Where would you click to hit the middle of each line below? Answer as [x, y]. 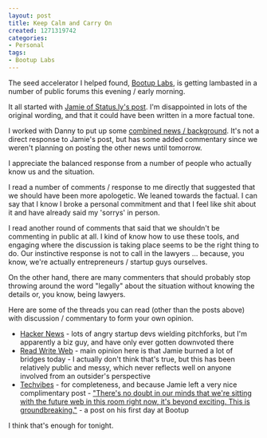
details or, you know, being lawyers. [67, 294]
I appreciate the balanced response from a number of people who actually [130, 163]
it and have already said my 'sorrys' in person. [84, 212]
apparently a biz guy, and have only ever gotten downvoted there [127, 342]
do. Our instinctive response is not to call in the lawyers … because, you [126, 253]
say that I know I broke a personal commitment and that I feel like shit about [132, 203]
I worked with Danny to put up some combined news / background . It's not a [134, 130]
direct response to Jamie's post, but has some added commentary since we [133, 139]
